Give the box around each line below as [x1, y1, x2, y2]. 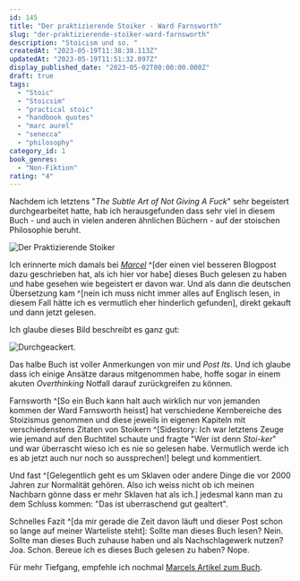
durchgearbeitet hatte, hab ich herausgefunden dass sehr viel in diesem [9, 205, 276, 216]
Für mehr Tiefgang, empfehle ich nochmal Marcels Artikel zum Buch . [9, 562, 262, 573]
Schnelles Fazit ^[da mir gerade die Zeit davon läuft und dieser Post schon [9, 516, 284, 527]
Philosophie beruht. [9, 225, 81, 236]
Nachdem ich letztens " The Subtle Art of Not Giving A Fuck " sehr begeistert [9, 196, 289, 207]
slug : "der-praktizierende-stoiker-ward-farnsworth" [9, 30, 210, 39]
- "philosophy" [17, 138, 74, 147]
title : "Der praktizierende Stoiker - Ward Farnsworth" [9, 22, 222, 30]
